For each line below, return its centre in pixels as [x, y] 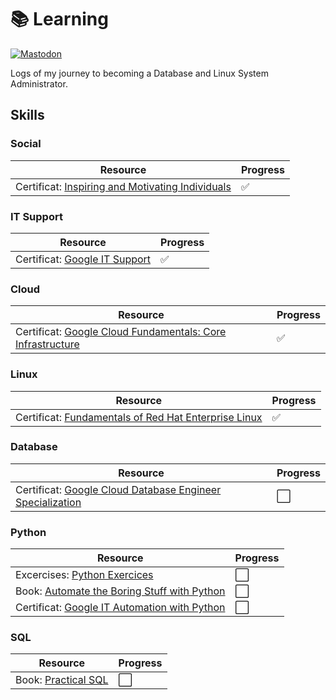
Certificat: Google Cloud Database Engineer [118, 489]
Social [26, 144]
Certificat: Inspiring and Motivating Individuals [123, 186]
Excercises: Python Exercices [84, 575]
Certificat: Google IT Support [83, 259]
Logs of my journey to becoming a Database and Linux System [139, 73]
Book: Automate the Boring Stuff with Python [120, 591]
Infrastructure [47, 344]
